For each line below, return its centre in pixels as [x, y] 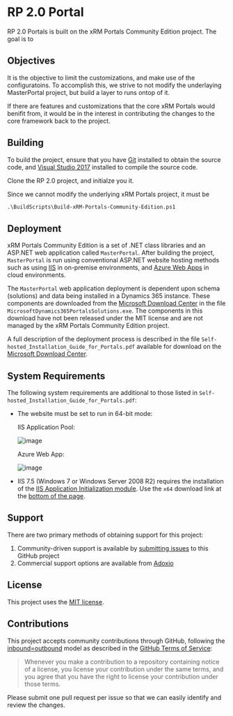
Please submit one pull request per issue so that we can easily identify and [114, 697]
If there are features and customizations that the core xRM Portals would [111, 106]
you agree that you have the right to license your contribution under [121, 676]
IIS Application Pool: [46, 427]
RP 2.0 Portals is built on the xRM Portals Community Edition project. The [112, 31]
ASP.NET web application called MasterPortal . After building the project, [111, 253]
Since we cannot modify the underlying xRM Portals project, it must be [109, 194]
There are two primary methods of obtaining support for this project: [105, 535]
